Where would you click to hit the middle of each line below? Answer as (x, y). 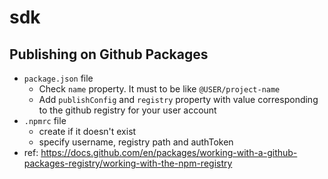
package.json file (58, 78)
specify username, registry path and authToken (136, 142)
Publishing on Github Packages (109, 54)
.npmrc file (45, 120)
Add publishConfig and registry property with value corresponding (178, 99)
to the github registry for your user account (127, 110)
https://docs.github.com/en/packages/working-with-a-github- (169, 152)
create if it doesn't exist (87, 131)
